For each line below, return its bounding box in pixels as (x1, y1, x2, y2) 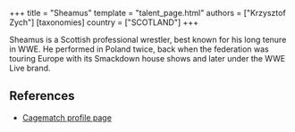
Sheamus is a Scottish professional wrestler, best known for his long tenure (9, 35, 287, 45)
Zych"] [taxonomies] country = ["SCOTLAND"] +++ (9, 17, 199, 28)
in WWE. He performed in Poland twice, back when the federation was (9, 44, 270, 54)
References (9, 88, 75, 103)
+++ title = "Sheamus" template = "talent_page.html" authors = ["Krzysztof (9, 8, 286, 18)
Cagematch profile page (21, 111, 112, 123)
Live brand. (9, 62, 51, 73)
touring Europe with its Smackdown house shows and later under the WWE (9, 54, 286, 63)
